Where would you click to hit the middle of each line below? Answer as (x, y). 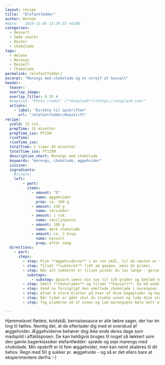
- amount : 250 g (48, 206)
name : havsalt (50, 238)
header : (13, 83)
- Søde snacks (24, 37)
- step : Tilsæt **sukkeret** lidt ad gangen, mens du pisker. (88, 266)
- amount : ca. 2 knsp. (55, 234)
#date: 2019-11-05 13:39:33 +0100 (42, 23)
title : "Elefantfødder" (30, 14)
